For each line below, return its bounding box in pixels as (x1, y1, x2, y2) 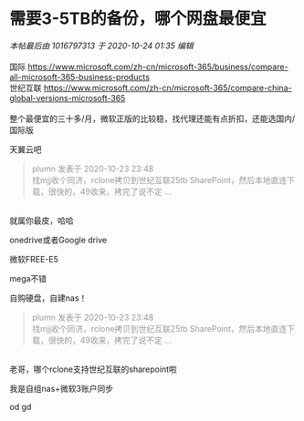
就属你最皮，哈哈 (9, 215, 74, 226)
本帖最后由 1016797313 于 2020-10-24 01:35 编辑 (9, 40, 194, 51)
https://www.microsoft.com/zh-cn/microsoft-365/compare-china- (43, 82, 292, 93)
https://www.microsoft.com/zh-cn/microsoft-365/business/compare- (26, 61, 289, 72)
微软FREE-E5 (9, 253, 59, 264)
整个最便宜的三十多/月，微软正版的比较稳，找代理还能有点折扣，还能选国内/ (9, 113, 296, 124)
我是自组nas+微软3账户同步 (9, 383, 114, 394)
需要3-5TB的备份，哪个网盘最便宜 (9, 8, 267, 29)
